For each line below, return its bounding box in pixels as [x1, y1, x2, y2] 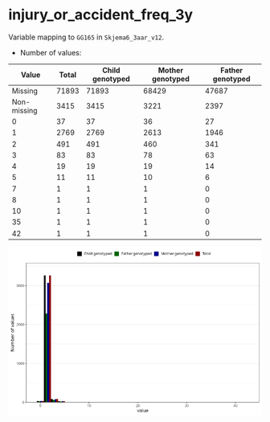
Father [220, 66, 243, 76]
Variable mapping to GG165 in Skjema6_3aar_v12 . [8, 32, 165, 42]
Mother [157, 66, 183, 76]
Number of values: [19, 47, 82, 57]
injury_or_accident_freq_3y [8, 6, 194, 24]
